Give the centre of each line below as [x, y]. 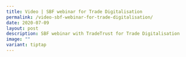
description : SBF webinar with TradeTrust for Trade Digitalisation [93, 34]
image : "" [18, 39]
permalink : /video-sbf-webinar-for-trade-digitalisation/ [80, 17]
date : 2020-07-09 [28, 23]
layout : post [22, 28]
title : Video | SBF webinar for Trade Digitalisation [75, 12]
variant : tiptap [26, 45]
